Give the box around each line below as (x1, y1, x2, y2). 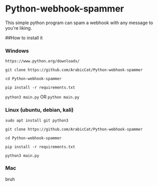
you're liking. (5, 25, 32, 31)
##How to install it (5, 35, 43, 41)
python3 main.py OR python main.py (5, 94, 80, 100)
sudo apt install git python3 (5, 118, 69, 123)
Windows (5, 47, 29, 54)
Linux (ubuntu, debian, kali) (5, 107, 74, 114)
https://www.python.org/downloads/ (5, 59, 80, 64)
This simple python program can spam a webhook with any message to (5, 20, 153, 26)
